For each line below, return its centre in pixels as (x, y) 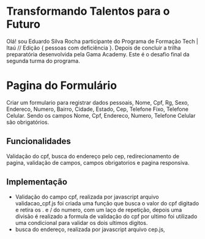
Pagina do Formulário (62, 85)
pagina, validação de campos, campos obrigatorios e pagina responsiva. (98, 162)
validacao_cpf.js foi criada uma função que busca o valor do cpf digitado (107, 203)
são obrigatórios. (28, 122)
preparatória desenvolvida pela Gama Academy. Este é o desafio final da (98, 54)
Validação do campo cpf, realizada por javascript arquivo (87, 197)
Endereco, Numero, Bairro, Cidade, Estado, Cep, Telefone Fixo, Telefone (97, 109)
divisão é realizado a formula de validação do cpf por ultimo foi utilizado (106, 216)
